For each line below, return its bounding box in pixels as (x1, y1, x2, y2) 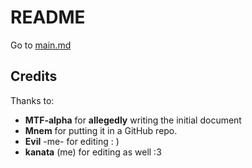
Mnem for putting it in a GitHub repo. (24, 124, 178, 136)
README (10, 6, 86, 29)
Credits (10, 68, 58, 85)
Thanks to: (10, 94, 55, 106)
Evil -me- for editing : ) (24, 135, 120, 147)
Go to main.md (10, 39, 72, 51)
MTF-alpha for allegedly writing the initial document (24, 114, 242, 126)
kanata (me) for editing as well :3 (24, 146, 162, 158)
